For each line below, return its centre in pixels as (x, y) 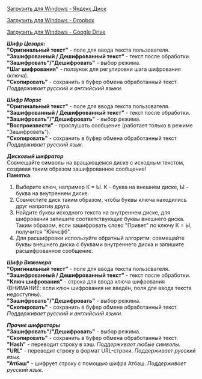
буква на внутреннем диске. (52, 193)
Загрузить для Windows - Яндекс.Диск (57, 9)
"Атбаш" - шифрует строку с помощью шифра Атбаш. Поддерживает (96, 363)
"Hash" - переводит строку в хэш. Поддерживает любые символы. (94, 344)
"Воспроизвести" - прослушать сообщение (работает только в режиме (100, 125)
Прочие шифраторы (34, 325)
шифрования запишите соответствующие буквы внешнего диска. (100, 219)
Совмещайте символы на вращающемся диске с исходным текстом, (96, 162)
